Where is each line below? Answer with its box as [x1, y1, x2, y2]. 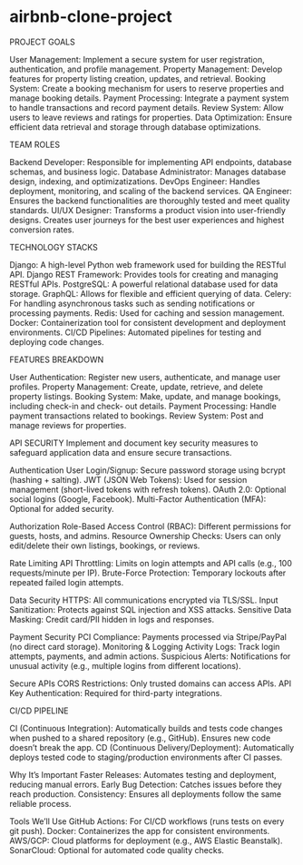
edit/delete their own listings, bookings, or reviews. [9, 540, 200, 551]
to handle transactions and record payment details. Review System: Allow [9, 102, 284, 113]
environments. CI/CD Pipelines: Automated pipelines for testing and [9, 327, 261, 338]
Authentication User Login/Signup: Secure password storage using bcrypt [9, 465, 286, 476]
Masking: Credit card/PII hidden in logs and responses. [9, 614, 215, 624]
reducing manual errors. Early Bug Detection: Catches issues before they [9, 779, 283, 790]
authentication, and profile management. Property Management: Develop [9, 64, 283, 74]
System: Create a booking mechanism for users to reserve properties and [9, 83, 284, 93]
